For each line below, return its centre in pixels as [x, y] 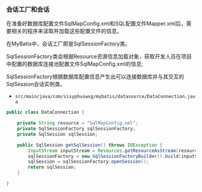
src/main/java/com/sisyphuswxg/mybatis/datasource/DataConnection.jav [105, 97]
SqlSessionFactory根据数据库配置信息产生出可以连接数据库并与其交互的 [95, 77]
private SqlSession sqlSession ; [57, 134]
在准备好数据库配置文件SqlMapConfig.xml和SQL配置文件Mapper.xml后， [96, 24]
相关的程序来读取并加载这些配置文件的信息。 [66, 31]
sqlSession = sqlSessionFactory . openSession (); [88, 162]
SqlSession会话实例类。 [36, 84]
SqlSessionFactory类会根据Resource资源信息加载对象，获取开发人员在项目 [99, 57]
